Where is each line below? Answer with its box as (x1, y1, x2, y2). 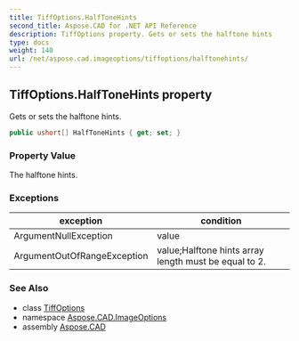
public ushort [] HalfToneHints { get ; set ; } (9, 128, 181, 137)
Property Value (9, 149, 77, 161)
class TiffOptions (21, 302, 85, 313)
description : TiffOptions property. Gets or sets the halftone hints (9, 29, 273, 38)
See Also (9, 282, 49, 295)
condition (199, 215, 242, 227)
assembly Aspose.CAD (21, 321, 107, 332)
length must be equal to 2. (157, 256, 267, 268)
